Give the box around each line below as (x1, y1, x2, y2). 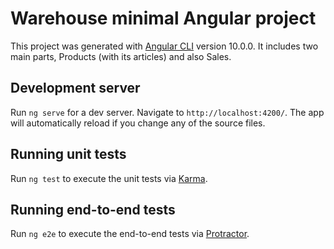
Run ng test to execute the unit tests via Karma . (10, 172, 208, 184)
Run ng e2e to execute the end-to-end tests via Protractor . (10, 228, 250, 240)
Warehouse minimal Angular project (10, 7, 317, 30)
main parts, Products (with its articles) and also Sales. (10, 50, 232, 62)
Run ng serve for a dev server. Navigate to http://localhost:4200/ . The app (10, 106, 325, 118)
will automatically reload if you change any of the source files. (10, 117, 266, 129)
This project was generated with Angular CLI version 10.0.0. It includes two (10, 40, 319, 52)
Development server (10, 80, 141, 97)
